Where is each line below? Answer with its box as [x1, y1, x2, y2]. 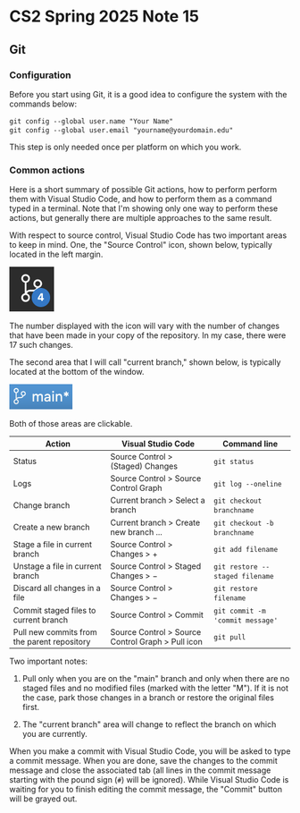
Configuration [9, 69, 71, 81]
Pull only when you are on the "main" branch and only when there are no [21, 673, 290, 684]
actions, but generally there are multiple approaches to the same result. [9, 213, 272, 224]
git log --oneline [213, 479, 282, 488]
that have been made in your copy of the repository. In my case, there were [9, 330, 287, 341]
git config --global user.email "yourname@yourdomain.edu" [9, 125, 234, 135]
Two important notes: [9, 656, 87, 667]
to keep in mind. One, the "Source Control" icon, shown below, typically [9, 240, 272, 250]
